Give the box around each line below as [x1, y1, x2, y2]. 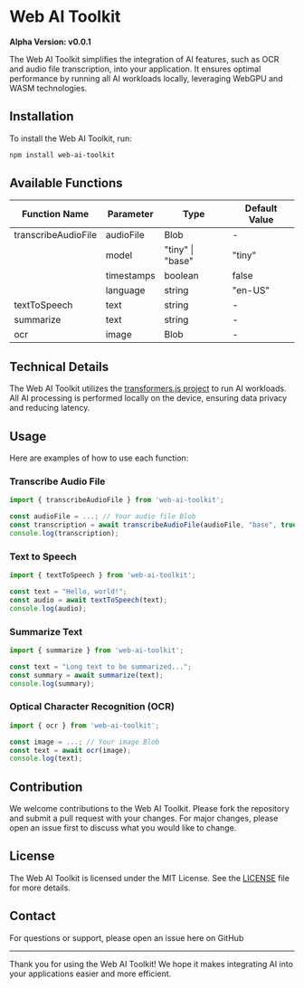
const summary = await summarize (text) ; [9, 670, 165, 679]
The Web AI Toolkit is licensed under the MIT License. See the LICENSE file [9, 872, 290, 883]
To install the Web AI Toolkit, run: [9, 133, 133, 144]
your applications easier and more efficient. [9, 968, 172, 979]
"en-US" [232, 284, 271, 297]
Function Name [22, 208, 90, 221]
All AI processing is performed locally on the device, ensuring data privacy [9, 393, 288, 404]
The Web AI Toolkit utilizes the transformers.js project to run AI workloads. [9, 383, 287, 394]
